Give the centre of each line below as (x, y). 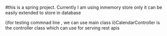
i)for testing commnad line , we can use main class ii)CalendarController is (83, 23)
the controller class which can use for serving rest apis (62, 28)
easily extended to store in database (43, 13)
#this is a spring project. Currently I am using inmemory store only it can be (84, 7)
